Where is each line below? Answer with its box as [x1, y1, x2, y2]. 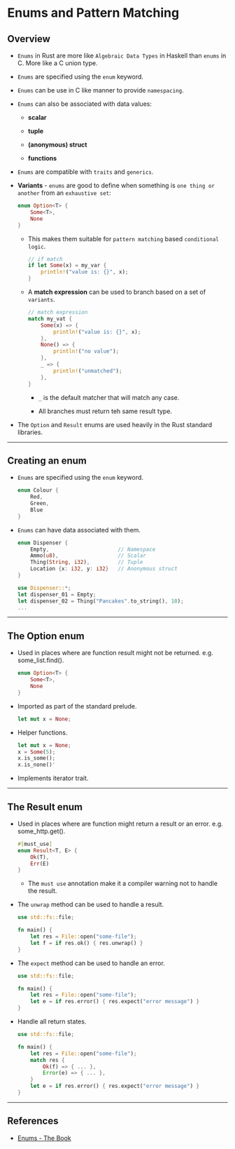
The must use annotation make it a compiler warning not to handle [27, 879, 218, 888]
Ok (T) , [30, 854, 50, 861]
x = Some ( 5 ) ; [17, 748, 56, 755]
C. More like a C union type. [17, 59, 98, 67]
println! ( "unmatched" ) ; [52, 367, 122, 375]
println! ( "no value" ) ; [52, 348, 120, 355]
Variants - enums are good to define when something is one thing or [17, 181, 215, 189]
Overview [7, 33, 51, 45]
